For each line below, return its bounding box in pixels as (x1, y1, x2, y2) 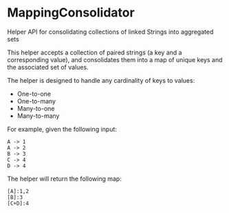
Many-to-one (17, 104, 55, 112)
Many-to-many (17, 112, 60, 120)
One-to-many (17, 97, 56, 105)
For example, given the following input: (7, 125, 117, 133)
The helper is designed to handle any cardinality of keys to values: (7, 76, 195, 84)
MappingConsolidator (7, 5, 135, 21)
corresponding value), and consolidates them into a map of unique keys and (7, 55, 223, 63)
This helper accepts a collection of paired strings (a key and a (7, 48, 182, 57)
